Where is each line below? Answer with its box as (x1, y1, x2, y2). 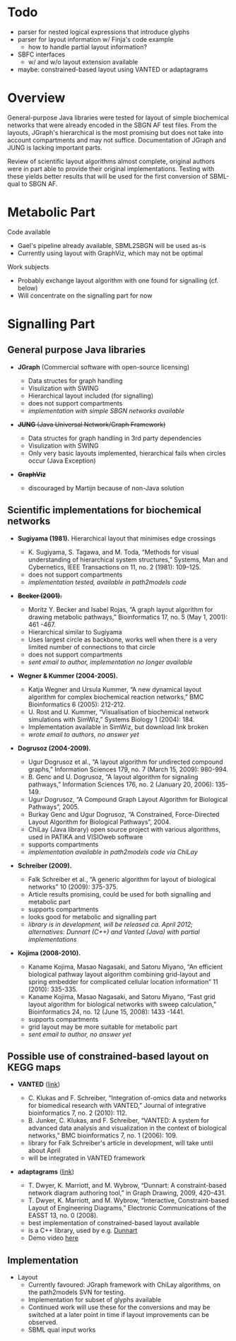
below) (17, 283, 38, 292)
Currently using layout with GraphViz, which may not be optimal (17, 249, 203, 257)
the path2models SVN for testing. (28, 1288, 126, 1296)
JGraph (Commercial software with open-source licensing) (17, 362, 190, 371)
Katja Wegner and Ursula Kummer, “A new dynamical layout (28, 685, 202, 693)
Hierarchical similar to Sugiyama (28, 627, 122, 636)
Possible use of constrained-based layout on (7, 1051, 209, 1063)
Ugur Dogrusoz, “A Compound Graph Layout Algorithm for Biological (28, 795, 228, 803)
